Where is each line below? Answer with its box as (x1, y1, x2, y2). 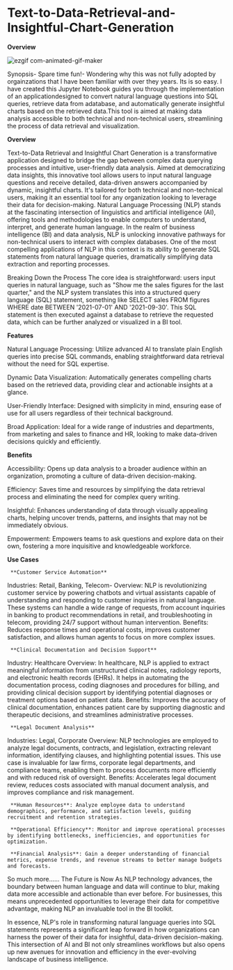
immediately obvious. (7, 521, 68, 529)
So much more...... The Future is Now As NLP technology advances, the (7, 874, 213, 883)
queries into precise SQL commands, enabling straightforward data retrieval (7, 352, 225, 361)
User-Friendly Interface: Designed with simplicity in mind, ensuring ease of (7, 401, 222, 409)
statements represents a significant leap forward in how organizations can (7, 925, 220, 934)
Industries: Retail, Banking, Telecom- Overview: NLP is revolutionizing (7, 581, 207, 589)
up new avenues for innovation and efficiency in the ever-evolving (7, 947, 197, 956)
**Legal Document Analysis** (10, 724, 95, 731)
